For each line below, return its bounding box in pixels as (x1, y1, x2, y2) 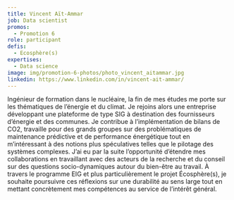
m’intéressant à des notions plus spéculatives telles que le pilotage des (7, 140, 214, 149)
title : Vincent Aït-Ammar (7, 10, 83, 18)
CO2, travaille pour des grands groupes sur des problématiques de (7, 125, 202, 134)
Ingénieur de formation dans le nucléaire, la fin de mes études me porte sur (7, 95, 227, 104)
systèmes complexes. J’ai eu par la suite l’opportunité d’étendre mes (7, 147, 206, 156)
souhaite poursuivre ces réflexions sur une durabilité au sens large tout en (7, 177, 223, 186)
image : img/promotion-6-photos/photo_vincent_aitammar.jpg (7, 69, 185, 76)
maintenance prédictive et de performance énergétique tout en (7, 132, 190, 141)
